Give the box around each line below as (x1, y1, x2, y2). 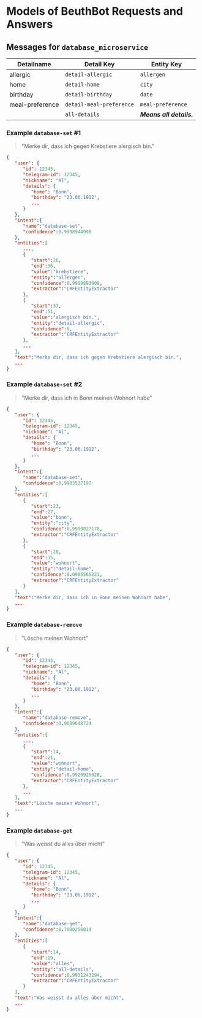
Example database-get (6, 826, 73, 834)
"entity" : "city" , (31, 520, 75, 526)
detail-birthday (65, 91, 113, 98)
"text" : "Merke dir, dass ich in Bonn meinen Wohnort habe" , (14, 594, 171, 600)
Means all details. (140, 111, 193, 119)
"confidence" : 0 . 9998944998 (22, 228, 92, 235)
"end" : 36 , (31, 263, 56, 269)
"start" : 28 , (31, 548, 62, 555)
